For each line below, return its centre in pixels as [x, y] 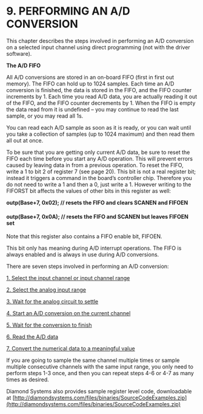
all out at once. [25, 140]
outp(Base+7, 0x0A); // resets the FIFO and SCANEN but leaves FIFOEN [98, 216]
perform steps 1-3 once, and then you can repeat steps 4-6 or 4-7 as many [100, 373]
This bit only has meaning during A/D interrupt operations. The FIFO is [94, 248]
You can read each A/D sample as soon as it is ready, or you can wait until [99, 127]
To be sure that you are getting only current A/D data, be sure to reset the [98, 152]
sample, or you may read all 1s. [45, 116]
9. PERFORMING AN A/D [68, 11]
